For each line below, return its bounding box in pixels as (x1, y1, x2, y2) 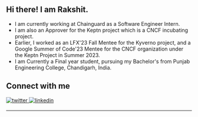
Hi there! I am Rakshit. (6, 5, 88, 15)
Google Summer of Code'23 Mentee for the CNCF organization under (14, 45, 184, 52)
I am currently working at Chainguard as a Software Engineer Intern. (14, 20, 180, 27)
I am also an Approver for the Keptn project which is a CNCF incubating (14, 26, 189, 34)
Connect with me (6, 81, 71, 91)
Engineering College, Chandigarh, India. (14, 64, 112, 71)
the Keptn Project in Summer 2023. (14, 51, 100, 58)
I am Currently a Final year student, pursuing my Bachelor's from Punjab (14, 58, 190, 65)
